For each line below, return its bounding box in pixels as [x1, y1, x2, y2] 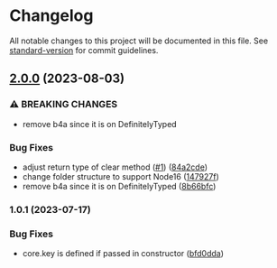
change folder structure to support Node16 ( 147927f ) [22, 171, 219, 181]
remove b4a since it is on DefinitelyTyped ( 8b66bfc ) [22, 180, 217, 191]
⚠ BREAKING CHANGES [9, 98, 118, 111]
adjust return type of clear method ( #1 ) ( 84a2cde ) [22, 162, 208, 172]
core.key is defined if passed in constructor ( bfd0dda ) [22, 248, 224, 259]
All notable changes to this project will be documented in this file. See [9, 35, 269, 46]
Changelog [9, 5, 94, 26]
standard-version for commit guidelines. [9, 44, 159, 55]
